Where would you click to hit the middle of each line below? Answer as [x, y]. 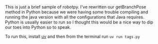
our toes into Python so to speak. [38, 27]
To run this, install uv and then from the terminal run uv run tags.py [72, 36]
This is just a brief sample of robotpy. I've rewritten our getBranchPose [76, 7]
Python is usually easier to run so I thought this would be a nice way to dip [79, 22]
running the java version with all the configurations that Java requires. [75, 17]
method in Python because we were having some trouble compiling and [77, 12]
